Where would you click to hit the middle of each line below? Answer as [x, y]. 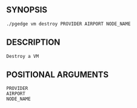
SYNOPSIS [27, 10]
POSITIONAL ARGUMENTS [57, 75]
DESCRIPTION [33, 43]
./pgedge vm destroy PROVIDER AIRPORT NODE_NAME [68, 24]
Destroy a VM [23, 56]
